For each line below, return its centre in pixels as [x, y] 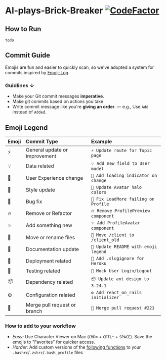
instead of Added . [29, 112]
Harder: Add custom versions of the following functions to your [77, 347]
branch [34, 311]
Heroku [99, 263]
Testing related [43, 271]
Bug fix [34, 202]
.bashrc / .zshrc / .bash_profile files [47, 353]
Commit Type [42, 141]
